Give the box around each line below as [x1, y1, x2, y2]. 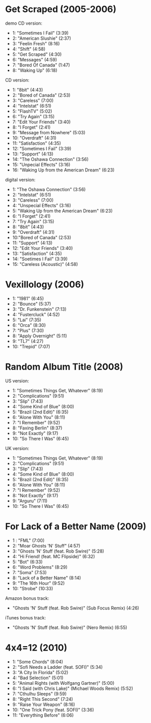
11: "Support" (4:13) [12, 240, 52, 246]
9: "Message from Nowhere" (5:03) [12, 129, 85, 135]
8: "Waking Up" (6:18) [12, 67, 57, 73]
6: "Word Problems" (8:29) [12, 564, 67, 570]
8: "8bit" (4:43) [12, 224, 44, 230]
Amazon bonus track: [5, 595, 49, 601]
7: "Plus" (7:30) [12, 327, 44, 333]
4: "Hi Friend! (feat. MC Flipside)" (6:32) [12, 553, 95, 559]
